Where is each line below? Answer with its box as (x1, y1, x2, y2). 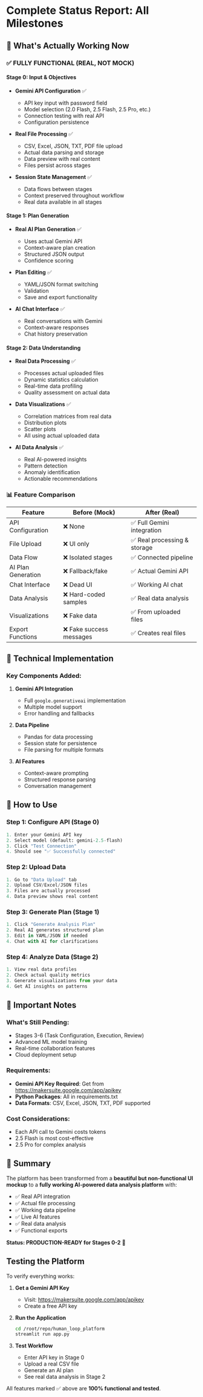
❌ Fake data (63, 611, 98, 620)
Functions (9, 633, 37, 641)
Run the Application (14, 1314, 66, 1321)
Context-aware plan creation (24, 244, 95, 251)
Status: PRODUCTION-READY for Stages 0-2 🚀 (6, 1239, 126, 1246)
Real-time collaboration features (14, 1044, 95, 1052)
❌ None (63, 523, 85, 531)
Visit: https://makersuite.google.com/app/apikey (24, 1295, 144, 1303)
